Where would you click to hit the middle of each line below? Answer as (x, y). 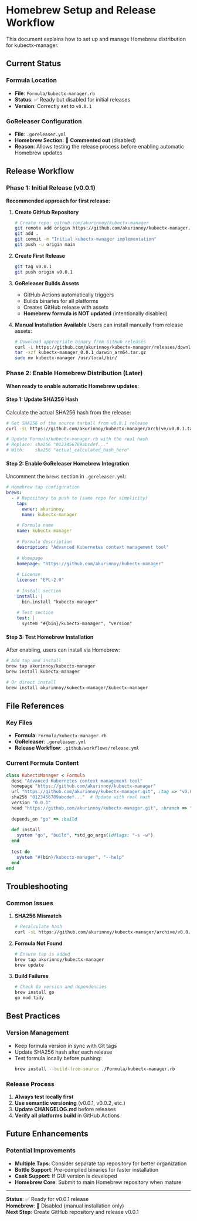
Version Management (38, 1033)
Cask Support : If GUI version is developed (66, 1176)
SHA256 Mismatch (38, 916)
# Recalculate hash (38, 927)
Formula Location (32, 80)
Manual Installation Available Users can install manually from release (99, 325)
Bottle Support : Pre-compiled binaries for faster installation (86, 1169)
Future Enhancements (47, 1134)
